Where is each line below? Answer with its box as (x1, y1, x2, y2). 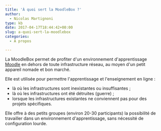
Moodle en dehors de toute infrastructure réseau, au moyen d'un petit (5, 61, 145, 67)
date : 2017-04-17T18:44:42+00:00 (5, 25, 73, 30)
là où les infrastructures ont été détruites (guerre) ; (12, 90, 115, 96)
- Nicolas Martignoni (9, 16, 54, 21)
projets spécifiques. (12, 100, 52, 107)
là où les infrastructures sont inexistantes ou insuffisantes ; (12, 85, 131, 91)
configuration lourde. (5, 120, 47, 126)
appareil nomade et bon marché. (5, 66, 71, 72)
